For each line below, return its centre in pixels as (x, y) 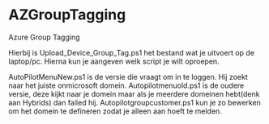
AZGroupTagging (67, 15)
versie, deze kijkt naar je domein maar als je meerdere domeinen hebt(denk (134, 93)
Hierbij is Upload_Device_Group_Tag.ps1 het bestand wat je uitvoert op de (132, 52)
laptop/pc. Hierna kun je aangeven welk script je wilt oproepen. (114, 61)
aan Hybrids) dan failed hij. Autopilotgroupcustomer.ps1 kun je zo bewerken (135, 102)
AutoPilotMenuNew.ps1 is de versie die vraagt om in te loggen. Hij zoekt (128, 76)
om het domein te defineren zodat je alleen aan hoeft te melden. (115, 111)
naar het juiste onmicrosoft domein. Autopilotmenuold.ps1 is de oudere (126, 85)
